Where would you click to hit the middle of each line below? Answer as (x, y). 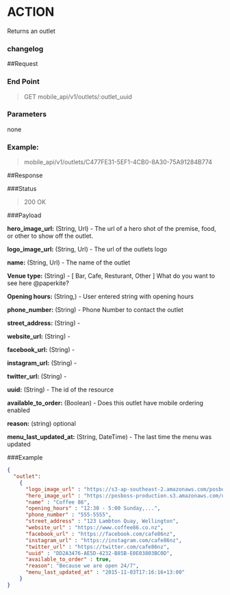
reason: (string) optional (42, 424)
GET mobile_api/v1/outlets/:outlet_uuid (78, 96)
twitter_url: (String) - (37, 377)
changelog (25, 49)
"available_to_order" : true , (68, 560)
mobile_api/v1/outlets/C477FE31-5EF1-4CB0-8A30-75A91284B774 (118, 162)
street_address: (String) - (44, 323)
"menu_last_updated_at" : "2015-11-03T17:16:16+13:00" (105, 572)
